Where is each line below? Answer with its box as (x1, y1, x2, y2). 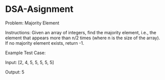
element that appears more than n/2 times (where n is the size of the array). (5, 35, 161, 41)
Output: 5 (5, 69, 25, 75)
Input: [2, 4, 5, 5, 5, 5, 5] (5, 59, 54, 65)
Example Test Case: (5, 50, 46, 56)
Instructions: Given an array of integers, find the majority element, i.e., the (5, 29, 157, 35)
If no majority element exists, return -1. (5, 40, 84, 46)
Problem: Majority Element (5, 20, 60, 26)
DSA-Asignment (5, 3, 74, 15)
